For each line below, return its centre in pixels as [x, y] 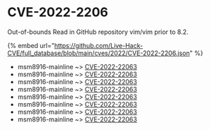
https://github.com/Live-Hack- [99, 45]
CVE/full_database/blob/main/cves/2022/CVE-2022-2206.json [99, 53]
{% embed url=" [31, 45]
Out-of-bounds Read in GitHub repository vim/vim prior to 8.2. [98, 32]
